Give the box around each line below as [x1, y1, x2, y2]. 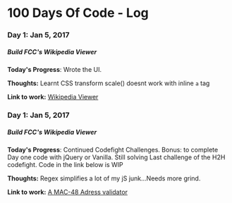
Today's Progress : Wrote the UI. [7, 66, 102, 74]
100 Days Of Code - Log [7, 5, 149, 21]
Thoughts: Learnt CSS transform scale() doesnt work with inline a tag [7, 79, 210, 87]
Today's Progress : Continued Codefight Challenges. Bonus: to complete [7, 145, 219, 154]
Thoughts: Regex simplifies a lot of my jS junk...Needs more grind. [7, 174, 201, 183]
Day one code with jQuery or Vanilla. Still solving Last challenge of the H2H [7, 153, 226, 161]
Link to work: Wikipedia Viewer [7, 93, 99, 101]
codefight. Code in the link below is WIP [7, 160, 123, 168]
